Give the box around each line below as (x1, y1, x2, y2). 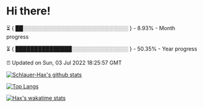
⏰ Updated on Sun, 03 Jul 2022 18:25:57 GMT (6, 59, 122, 66)
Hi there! (6, 4, 51, 18)
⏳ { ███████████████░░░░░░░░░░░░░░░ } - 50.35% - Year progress (6, 45, 198, 52)
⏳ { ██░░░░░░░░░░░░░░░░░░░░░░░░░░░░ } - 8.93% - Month (6, 24, 176, 31)
